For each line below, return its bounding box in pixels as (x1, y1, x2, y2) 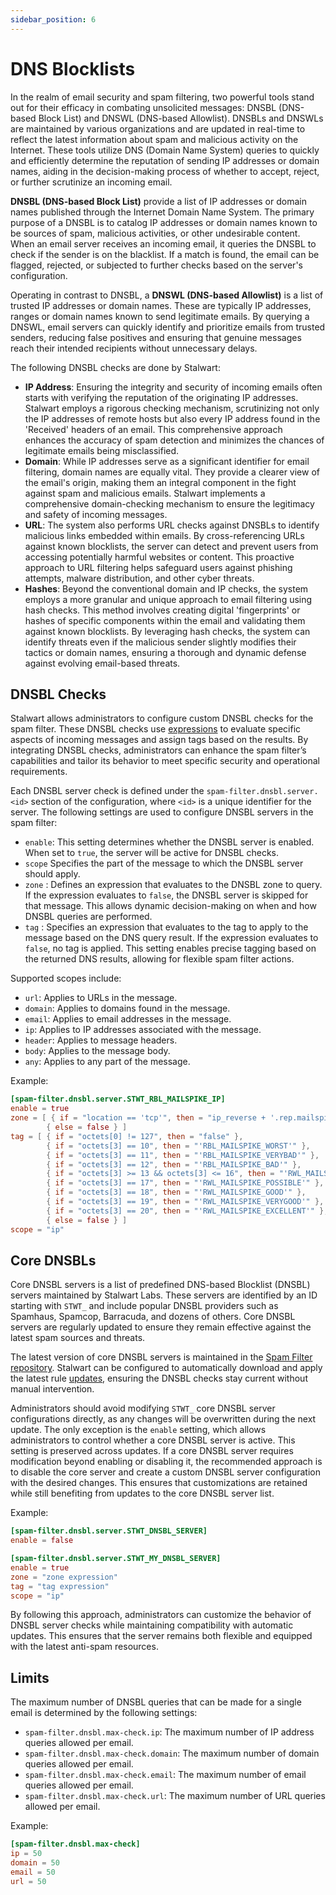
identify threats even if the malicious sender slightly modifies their (24, 636, 297, 648)
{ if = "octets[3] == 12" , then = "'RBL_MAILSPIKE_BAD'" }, (46, 1159, 302, 1170)
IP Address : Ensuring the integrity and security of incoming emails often (24, 381, 323, 393)
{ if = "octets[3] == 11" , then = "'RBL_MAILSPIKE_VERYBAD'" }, (46, 1150, 320, 1160)
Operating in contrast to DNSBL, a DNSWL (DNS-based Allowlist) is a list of (10, 289, 324, 301)
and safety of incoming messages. (24, 508, 168, 520)
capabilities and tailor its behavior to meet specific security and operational (10, 755, 320, 767)
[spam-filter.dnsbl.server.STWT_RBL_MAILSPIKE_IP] (10, 1094, 226, 1105)
